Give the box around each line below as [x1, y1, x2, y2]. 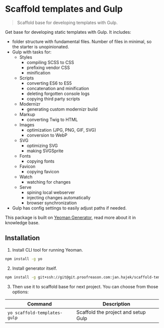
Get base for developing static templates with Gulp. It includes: [5, 29, 132, 35]
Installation [5, 234, 40, 242]
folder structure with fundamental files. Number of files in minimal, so [12, 38, 152, 45]
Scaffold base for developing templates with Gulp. [17, 20, 118, 25]
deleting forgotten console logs [26, 91, 90, 96]
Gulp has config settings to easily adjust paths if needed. [12, 205, 127, 211]
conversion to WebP [26, 132, 67, 138]
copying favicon [26, 168, 60, 174]
